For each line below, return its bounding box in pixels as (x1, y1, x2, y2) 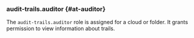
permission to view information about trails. (6, 25, 115, 32)
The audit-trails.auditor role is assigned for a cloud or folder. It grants (6, 19, 189, 26)
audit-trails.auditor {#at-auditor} (6, 5, 106, 13)
